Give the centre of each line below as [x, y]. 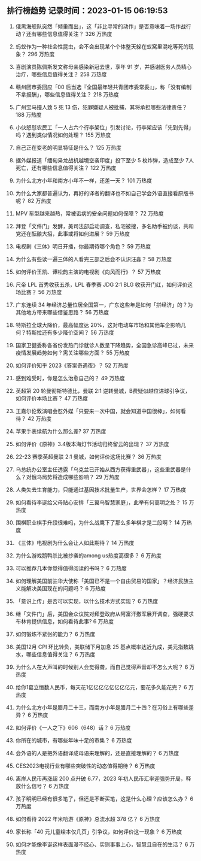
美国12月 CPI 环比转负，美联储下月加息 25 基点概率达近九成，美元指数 [102, 647]
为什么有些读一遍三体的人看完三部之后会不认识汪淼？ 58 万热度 [94, 259]
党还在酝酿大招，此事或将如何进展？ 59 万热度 [73, 234]
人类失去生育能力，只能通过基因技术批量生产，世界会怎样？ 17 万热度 [101, 489]
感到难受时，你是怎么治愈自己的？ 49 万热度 [70, 378]
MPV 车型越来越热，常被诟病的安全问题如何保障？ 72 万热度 [89, 213]
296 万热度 [41, 54]
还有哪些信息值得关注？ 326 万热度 [69, 34]
